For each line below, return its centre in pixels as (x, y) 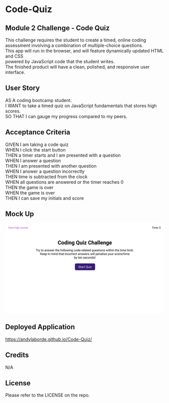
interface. (15, 72)
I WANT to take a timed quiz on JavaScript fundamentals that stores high (81, 106)
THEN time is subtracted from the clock (46, 177)
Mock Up (20, 214)
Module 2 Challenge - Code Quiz (57, 28)
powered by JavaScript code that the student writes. (60, 61)
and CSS (14, 56)
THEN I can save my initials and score (45, 198)
